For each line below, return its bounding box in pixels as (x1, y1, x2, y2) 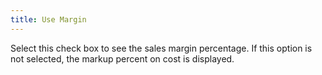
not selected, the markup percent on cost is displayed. (10, 52, 235, 65)
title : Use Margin (10, 14, 87, 25)
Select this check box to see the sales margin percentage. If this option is (10, 42, 313, 54)
